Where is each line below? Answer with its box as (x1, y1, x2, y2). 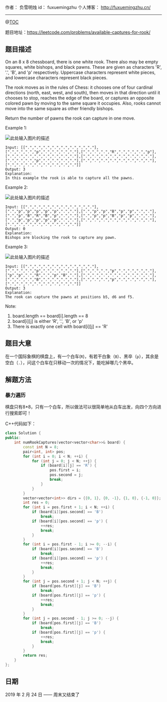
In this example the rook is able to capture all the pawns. (5, 175, 135, 180)
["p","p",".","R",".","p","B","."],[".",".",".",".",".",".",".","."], (5, 273, 157, 278)
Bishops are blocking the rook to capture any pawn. (5, 235, 117, 240)
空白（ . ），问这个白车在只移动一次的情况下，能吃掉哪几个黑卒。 (5, 359, 136, 365)
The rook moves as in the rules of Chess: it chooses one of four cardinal (5, 84, 153, 90)
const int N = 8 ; (23, 444, 59, 449)
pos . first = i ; (49, 468, 81, 473)
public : (5, 435, 21, 440)
